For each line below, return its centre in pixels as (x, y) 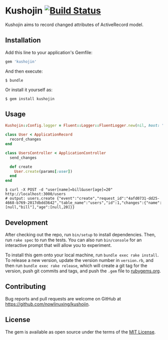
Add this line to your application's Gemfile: (49, 52)
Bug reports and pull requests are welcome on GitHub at (63, 298)
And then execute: (24, 71)
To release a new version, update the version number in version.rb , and (79, 260)
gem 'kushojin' (21, 62)
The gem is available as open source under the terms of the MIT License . (80, 332)
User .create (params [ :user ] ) (43, 171)
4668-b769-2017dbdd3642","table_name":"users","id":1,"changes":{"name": (84, 203)
